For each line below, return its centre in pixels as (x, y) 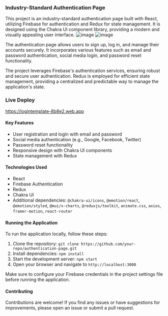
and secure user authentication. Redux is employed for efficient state (78, 76)
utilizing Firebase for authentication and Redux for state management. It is (83, 24)
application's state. (25, 87)
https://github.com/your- (108, 244)
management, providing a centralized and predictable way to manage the (82, 82)
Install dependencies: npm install (48, 254)
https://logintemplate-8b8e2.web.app (45, 111)
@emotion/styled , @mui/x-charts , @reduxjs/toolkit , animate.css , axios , (87, 206)
